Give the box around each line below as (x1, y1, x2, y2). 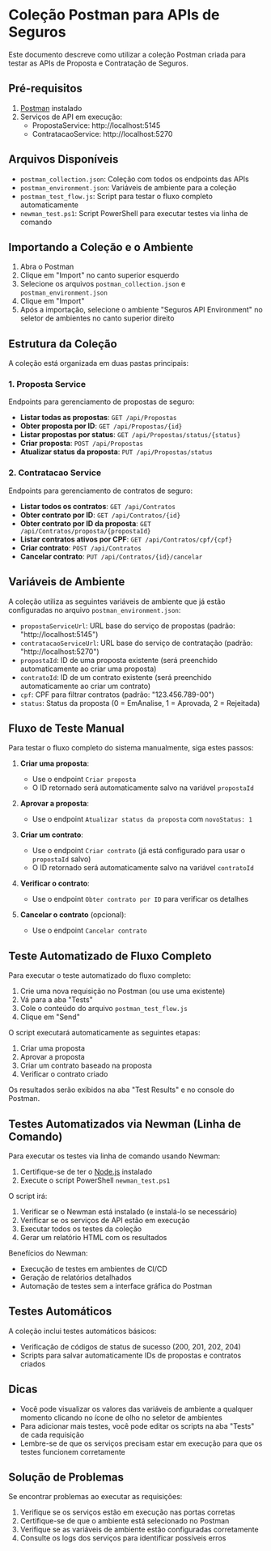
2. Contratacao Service (8, 467, 102, 478)
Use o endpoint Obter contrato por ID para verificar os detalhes (32, 894, 249, 904)
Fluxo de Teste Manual (8, 721, 125, 735)
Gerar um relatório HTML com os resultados (19, 1233, 167, 1243)
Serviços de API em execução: (19, 112, 123, 121)
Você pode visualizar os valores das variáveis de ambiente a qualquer (19, 1404, 253, 1413)
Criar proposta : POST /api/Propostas (19, 439, 144, 448)
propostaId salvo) (32, 854, 91, 864)
